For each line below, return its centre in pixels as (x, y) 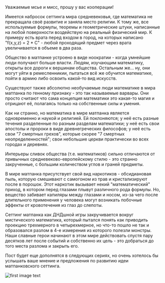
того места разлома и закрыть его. (42, 246)
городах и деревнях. (27, 144)
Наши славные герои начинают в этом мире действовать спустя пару (79, 236)
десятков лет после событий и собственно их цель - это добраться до (80, 241)
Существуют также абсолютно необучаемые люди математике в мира (80, 88)
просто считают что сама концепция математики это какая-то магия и (80, 98)
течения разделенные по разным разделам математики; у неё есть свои (82, 123)
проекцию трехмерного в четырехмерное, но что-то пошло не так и (77, 225)
